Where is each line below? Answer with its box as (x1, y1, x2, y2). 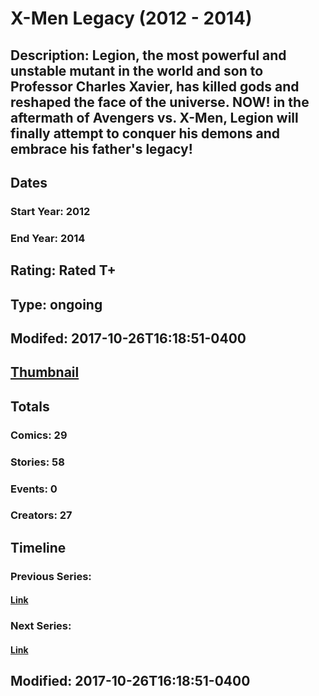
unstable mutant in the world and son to (10, 62, 264, 79)
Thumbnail (10, 364, 80, 381)
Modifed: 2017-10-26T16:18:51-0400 (10, 330, 247, 347)
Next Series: (10, 619, 72, 633)
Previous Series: (10, 569, 92, 583)
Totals (10, 398, 50, 415)
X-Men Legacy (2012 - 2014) (10, 7, 253, 30)
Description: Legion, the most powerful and (10, 47, 287, 64)
